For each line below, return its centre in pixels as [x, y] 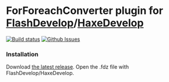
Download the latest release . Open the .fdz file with [68, 67]
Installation [22, 54]
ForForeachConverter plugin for [85, 11]
